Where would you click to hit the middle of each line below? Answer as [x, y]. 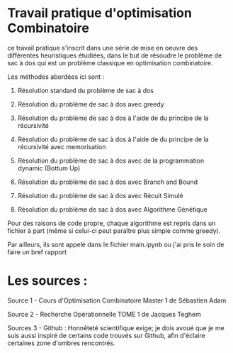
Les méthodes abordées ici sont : [56, 77]
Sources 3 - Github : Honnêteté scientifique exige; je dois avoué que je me [116, 327]
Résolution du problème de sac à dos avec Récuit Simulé [100, 195]
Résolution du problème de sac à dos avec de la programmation [110, 161]
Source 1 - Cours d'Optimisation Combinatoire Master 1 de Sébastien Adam [117, 300]
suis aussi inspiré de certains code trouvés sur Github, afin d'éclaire [106, 335]
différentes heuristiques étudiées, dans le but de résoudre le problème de [115, 55]
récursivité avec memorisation [62, 146]
